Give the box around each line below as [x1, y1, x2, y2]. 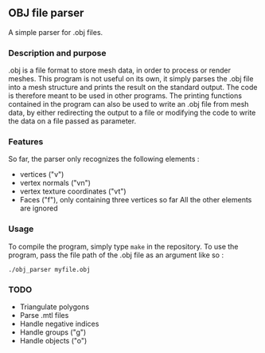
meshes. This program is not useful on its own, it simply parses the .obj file [8, 74, 254, 84]
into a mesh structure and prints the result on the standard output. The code [8, 83, 258, 92]
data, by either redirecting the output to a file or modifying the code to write [8, 108, 256, 118]
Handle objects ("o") [19, 336, 88, 345]
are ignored [19, 203, 58, 214]
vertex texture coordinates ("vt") [19, 186, 127, 196]
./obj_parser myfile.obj [8, 265, 91, 273]
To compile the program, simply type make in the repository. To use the [8, 241, 239, 251]
